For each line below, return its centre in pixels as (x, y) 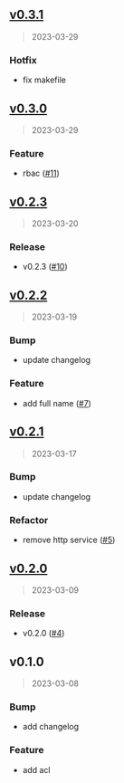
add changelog (51, 727)
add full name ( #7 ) (57, 403)
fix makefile (44, 80)
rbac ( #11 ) (41, 173)
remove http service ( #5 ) (69, 540)
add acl (36, 769)
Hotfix (24, 60)
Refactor (29, 520)
